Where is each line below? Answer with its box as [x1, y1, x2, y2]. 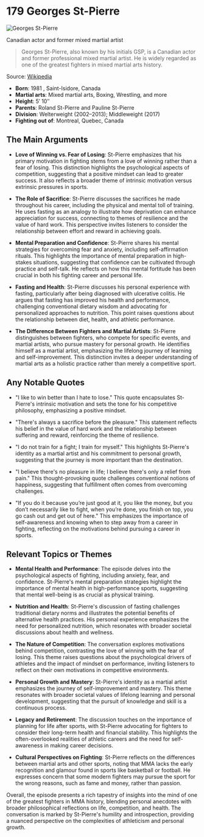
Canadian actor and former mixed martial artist [6, 36, 124, 43]
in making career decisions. [44, 742, 114, 749]
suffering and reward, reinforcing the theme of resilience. [15, 431, 159, 439]
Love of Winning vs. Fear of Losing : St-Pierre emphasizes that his [15, 150, 182, 158]
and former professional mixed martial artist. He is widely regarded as [21, 54, 197, 62]
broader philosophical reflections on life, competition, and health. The [6, 804, 181, 811]
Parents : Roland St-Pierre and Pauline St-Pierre [15, 104, 135, 111]
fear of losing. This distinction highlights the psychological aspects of [15, 163, 190, 171]
